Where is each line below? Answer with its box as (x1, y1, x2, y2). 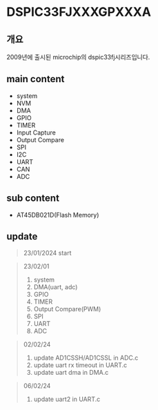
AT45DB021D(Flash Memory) (16, 211, 99, 219)
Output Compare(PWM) (33, 305, 101, 313)
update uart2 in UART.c (33, 395, 101, 404)
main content (6, 73, 65, 85)
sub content (6, 193, 60, 204)
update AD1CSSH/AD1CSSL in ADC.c (33, 353, 139, 362)
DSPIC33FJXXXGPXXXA (6, 4, 151, 20)
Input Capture (16, 128, 56, 137)
